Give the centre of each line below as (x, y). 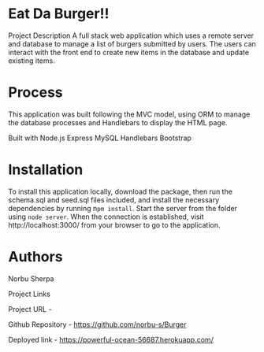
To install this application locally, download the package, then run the (120, 191)
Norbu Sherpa (31, 278)
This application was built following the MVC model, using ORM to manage (129, 114)
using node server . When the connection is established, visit (106, 217)
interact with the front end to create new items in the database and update (129, 52)
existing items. (32, 61)
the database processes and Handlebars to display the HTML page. (118, 122)
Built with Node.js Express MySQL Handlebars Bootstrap (100, 138)
